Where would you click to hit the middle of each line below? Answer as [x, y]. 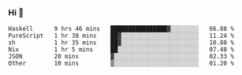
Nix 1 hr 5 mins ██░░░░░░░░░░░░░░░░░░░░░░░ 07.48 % [121, 50]
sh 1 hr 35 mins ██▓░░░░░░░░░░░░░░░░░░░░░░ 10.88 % [121, 43]
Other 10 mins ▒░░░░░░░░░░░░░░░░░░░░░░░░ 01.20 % [121, 64]
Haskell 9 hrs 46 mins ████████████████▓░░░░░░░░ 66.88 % [121, 29]
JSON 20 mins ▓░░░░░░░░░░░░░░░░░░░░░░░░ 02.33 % [121, 57]
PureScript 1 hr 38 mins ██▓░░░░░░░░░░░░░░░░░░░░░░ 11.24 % [121, 36]
